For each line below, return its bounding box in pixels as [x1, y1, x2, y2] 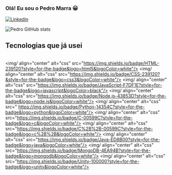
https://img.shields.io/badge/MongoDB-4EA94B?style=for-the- [17, 147, 151, 153]
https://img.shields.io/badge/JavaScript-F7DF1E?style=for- [37, 82, 162, 88]
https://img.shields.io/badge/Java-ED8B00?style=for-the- [37, 137, 161, 143]
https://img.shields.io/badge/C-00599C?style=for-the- [17, 115, 133, 121]
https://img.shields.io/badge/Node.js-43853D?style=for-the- [37, 93, 167, 99]
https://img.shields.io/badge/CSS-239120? [69, 71, 160, 77]
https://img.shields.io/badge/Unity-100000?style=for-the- [17, 159, 140, 165]
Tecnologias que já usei [5, 41, 83, 50]
